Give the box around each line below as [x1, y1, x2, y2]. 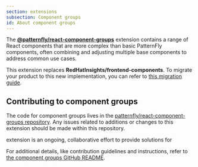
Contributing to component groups [6, 96, 138, 106]
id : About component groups [6, 20, 76, 26]
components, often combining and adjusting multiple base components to [6, 49, 187, 56]
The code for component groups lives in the [6, 112, 114, 119]
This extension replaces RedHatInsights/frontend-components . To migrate [6, 67, 193, 74]
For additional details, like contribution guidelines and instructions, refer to [6, 148, 188, 155]
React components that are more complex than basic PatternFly [6, 42, 162, 49]
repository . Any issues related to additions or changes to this [24, 118, 174, 125]
